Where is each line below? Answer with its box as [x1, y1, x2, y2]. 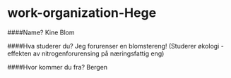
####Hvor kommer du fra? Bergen [7, 63, 108, 71]
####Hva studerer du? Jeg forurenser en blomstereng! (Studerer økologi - [7, 41, 224, 50]
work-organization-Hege [7, 5, 157, 21]
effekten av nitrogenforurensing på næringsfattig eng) [7, 49, 165, 58]
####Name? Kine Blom [7, 28, 75, 37]
